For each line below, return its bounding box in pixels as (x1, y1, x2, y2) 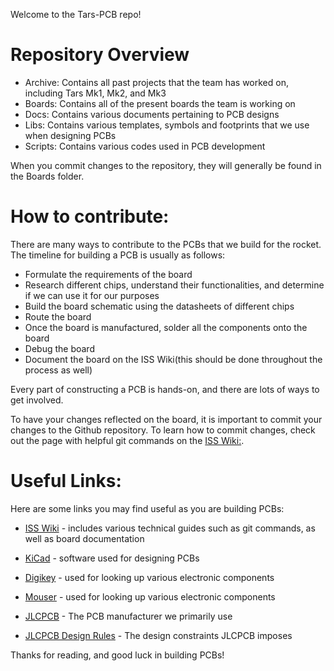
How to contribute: (10, 205, 170, 228)
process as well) (24, 364, 93, 376)
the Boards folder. (10, 170, 85, 182)
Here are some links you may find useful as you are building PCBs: (10, 502, 285, 514)
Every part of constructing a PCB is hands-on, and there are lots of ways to (10, 383, 320, 395)
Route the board (24, 310, 92, 323)
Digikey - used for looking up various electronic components (24, 571, 275, 583)
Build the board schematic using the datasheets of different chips (24, 300, 295, 312)
